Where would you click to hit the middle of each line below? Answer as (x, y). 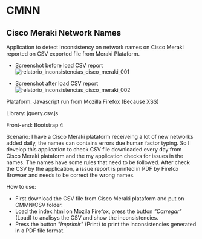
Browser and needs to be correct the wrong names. (70, 175)
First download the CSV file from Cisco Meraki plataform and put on (99, 199)
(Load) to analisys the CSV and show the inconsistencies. (86, 218)
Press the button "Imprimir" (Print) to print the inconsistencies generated (106, 224)
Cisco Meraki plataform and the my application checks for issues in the (95, 156)
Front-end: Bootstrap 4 (35, 125)
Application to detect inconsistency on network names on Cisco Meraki (95, 47)
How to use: (21, 187)
